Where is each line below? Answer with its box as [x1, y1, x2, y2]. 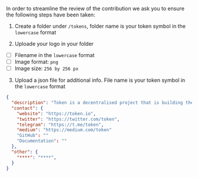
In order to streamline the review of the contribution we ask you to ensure [6, 5, 184, 12]
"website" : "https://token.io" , [16, 111, 96, 116]
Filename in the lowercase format [14, 52, 95, 58]
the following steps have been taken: [6, 11, 95, 18]
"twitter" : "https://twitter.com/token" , [16, 116, 120, 122]
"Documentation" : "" [16, 138, 67, 144]
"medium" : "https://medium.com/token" [16, 127, 112, 133]
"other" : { [11, 149, 38, 155]
